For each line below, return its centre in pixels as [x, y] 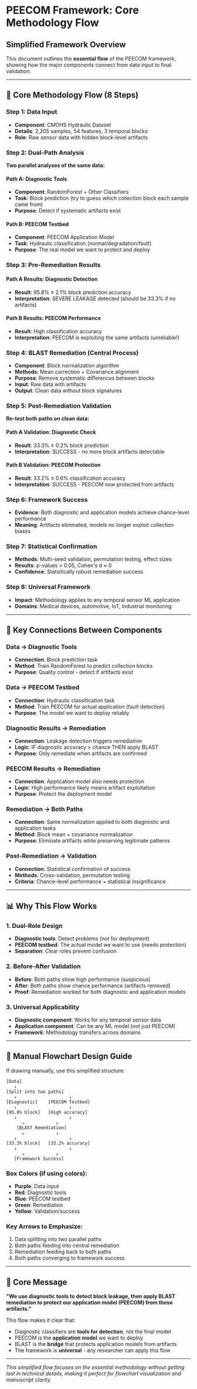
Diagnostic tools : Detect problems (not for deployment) [82, 939]
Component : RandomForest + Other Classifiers [72, 192]
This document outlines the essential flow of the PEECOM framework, [91, 59]
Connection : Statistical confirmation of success [72, 868]
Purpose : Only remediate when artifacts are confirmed [81, 753]
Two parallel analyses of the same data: [55, 165]
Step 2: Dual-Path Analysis [45, 153]
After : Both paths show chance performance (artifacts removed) [93, 985]
